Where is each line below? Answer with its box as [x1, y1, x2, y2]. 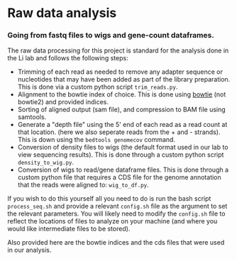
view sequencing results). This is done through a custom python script [17, 150, 224, 159]
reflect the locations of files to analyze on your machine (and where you [7, 217, 218, 226]
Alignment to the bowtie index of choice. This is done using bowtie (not [17, 90, 226, 99]
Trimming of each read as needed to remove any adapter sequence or [17, 67, 224, 76]
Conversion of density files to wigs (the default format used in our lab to [17, 143, 228, 152]
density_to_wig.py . [17, 158, 75, 167]
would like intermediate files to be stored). [7, 225, 131, 233]
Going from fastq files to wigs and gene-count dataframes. [7, 30, 214, 40]
